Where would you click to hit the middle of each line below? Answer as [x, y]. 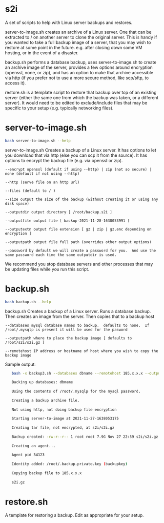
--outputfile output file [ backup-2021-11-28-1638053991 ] [68, 221]
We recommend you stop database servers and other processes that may [79, 264]
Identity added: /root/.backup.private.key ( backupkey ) [70, 464]
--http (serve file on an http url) [42, 182]
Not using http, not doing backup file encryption [64, 409]
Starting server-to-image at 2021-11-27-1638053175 [65, 418]
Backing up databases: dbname [42, 382]
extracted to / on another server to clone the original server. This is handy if [81, 37]
